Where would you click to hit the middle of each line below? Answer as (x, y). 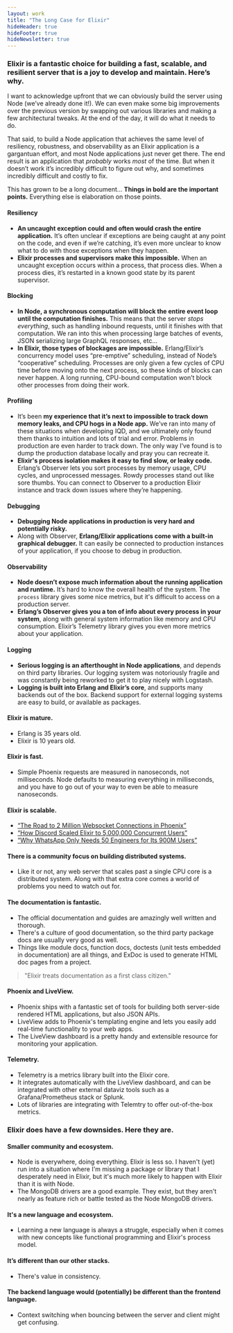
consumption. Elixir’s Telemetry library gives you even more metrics (114, 626)
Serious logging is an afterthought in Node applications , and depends (119, 665)
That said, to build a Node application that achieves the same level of (106, 139)
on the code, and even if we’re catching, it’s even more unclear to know (119, 243)
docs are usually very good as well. (68, 940)
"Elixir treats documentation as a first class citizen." (97, 975)
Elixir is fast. (25, 757)
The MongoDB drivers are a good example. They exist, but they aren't (117, 1191)
